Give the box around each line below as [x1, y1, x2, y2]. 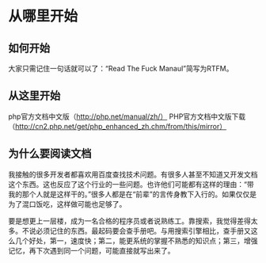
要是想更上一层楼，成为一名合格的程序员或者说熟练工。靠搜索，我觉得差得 [8, 215, 251, 226]
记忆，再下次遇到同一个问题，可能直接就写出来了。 [8, 246, 175, 255]
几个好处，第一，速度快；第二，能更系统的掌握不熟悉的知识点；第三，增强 [14, 235, 258, 246]
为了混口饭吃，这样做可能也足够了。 [8, 199, 127, 208]
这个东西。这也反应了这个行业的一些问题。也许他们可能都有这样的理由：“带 [8, 179, 255, 189]
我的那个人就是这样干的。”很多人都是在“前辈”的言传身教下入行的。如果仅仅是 [8, 189, 257, 199]
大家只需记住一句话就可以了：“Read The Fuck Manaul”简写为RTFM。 [8, 64, 234, 73]
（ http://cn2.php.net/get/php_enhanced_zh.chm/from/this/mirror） [8, 121, 227, 131]
